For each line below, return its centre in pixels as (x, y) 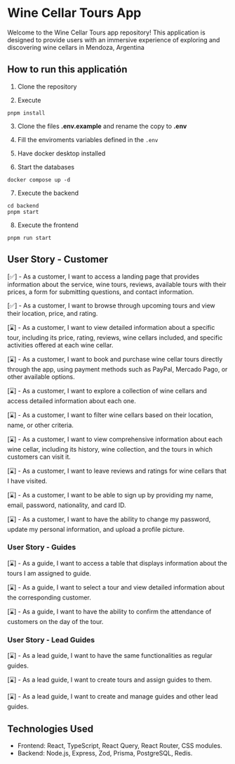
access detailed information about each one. (72, 401)
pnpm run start (29, 238)
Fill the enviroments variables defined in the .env (88, 139)
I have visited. (27, 480)
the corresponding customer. (49, 597)
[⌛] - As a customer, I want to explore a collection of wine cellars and (107, 390)
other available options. (41, 376)
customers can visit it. (39, 457)
